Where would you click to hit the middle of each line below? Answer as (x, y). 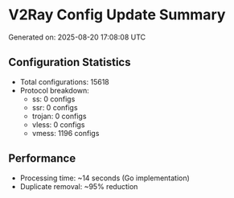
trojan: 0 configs (59, 116)
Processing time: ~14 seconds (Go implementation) (105, 178)
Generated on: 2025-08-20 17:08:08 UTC (77, 37)
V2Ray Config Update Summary (117, 15)
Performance (42, 159)
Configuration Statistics (70, 62)
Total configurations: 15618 (65, 81)
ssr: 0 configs (55, 107)
